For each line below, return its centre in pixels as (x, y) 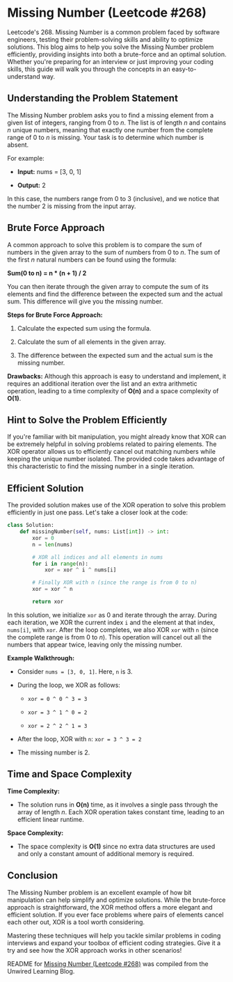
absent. (18, 145)
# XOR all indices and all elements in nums (98, 557)
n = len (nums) (53, 544)
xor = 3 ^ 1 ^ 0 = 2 (57, 712)
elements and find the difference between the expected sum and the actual (115, 294)
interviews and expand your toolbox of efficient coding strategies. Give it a (114, 943)
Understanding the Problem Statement (93, 98)
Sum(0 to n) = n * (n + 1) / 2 (47, 273)
